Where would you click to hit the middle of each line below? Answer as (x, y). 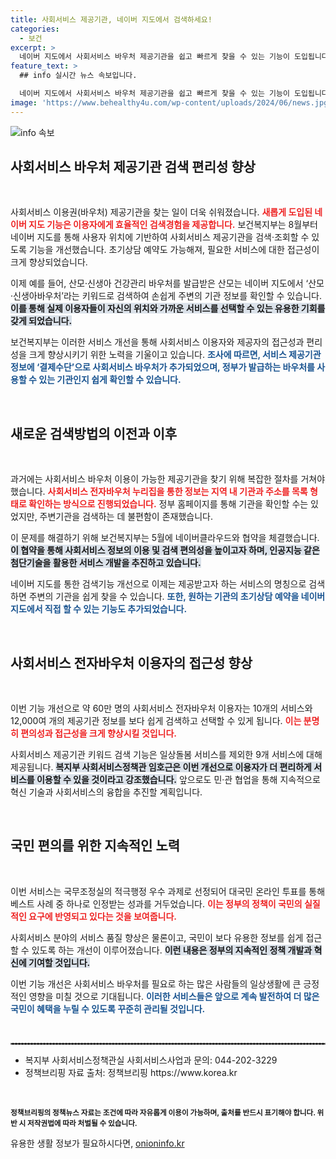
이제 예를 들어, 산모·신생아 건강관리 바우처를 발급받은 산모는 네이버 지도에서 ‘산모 (167, 283)
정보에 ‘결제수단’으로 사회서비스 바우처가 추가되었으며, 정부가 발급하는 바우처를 (162, 367)
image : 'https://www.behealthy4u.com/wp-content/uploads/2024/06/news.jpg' (171, 102)
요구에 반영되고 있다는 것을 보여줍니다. (102, 916)
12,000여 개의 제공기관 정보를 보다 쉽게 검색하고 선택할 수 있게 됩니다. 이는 (156, 721)
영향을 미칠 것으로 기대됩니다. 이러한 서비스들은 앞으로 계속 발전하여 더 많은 (174, 996)
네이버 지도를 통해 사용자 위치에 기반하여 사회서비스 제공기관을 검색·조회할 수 (160, 237)
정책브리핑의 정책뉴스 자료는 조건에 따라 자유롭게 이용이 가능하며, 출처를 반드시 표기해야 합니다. (163, 1112)
